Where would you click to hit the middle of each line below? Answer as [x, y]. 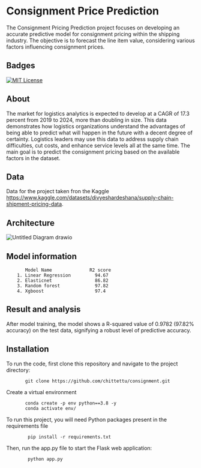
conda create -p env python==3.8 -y [71, 403]
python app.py [45, 459]
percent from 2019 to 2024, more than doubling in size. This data [86, 120]
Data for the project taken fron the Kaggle [58, 191]
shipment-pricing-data [34, 204]
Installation [28, 349]
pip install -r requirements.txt [70, 437]
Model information [41, 256]
